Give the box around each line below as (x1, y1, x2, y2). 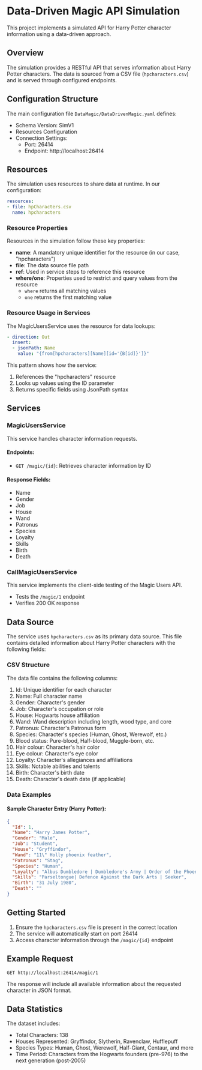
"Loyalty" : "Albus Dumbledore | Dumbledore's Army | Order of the (12, 869, 182, 875)
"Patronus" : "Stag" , (12, 857, 64, 863)
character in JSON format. (7, 987, 72, 994)
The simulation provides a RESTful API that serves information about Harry (7, 64, 191, 71)
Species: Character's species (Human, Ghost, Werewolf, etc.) (15, 731, 167, 738)
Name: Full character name (15, 692, 83, 700)
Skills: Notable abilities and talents (15, 763, 101, 770)
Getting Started (7, 908, 66, 918)
